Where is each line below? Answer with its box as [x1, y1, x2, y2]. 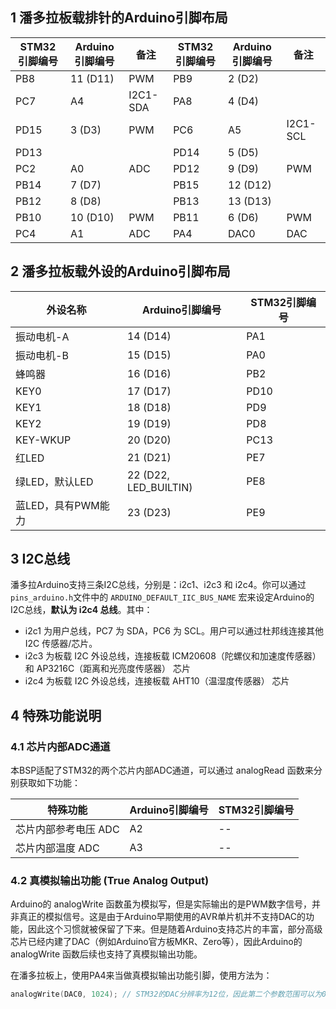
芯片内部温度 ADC [15, 841, 100, 855]
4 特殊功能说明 [10, 707, 102, 724]
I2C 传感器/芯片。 [24, 638, 98, 650]
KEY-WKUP [15, 433, 72, 447]
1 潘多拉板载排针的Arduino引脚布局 [10, 9, 228, 27]
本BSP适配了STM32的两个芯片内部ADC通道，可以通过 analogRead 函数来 [10, 764, 314, 777]
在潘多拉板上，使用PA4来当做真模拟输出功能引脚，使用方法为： [10, 969, 273, 982]
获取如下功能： [18, 777, 81, 789]
